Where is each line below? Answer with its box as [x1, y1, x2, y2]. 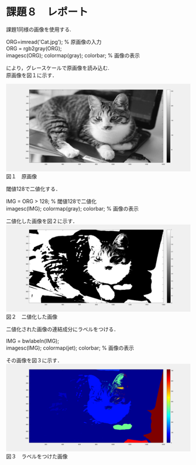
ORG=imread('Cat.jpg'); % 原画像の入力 [6, 38, 102, 45]
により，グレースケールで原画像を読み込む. [6, 64, 110, 71]
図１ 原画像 [6, 173, 37, 180]
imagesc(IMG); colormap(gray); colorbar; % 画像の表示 [6, 205, 139, 212]
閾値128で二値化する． [6, 185, 61, 192]
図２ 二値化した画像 [6, 313, 57, 320]
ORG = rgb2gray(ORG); [6, 45, 63, 52]
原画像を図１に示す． [6, 72, 57, 79]
